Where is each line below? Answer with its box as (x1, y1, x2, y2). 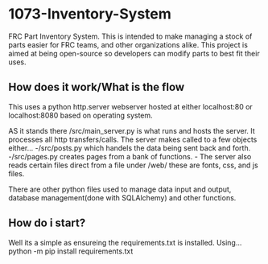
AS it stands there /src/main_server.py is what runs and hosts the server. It (8, 126, 255, 135)
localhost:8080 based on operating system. (8, 110, 153, 120)
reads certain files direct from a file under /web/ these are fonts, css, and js (8, 160, 259, 170)
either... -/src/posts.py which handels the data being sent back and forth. (8, 142, 251, 153)
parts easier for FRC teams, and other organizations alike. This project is (8, 39, 248, 49)
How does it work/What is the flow (8, 80, 185, 94)
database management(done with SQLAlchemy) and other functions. (8, 192, 237, 202)
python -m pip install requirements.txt (8, 246, 134, 256)
